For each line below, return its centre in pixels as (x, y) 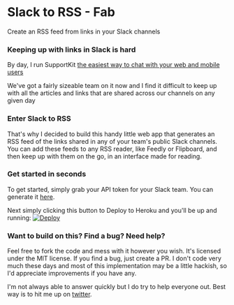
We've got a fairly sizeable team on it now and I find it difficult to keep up (112, 86)
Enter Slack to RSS (39, 119)
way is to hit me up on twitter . (50, 295)
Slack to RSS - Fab (61, 12)
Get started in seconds (47, 174)
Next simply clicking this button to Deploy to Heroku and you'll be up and (112, 210)
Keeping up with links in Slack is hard (72, 50)
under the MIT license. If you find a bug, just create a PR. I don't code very (115, 258)
